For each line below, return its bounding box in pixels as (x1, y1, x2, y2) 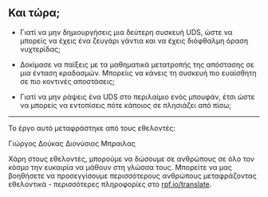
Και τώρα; (8, 6, 61, 20)
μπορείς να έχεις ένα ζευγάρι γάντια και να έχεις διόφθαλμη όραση (19, 36, 249, 45)
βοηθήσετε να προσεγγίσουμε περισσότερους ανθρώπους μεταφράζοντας (8, 171, 257, 180)
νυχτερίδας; (19, 44, 61, 54)
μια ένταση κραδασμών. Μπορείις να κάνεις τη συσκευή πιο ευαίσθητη (19, 68, 257, 78)
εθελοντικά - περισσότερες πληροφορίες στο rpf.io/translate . (8, 179, 212, 189)
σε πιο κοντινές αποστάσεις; (19, 76, 116, 86)
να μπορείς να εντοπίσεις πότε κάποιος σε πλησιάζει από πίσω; (19, 100, 231, 110)
